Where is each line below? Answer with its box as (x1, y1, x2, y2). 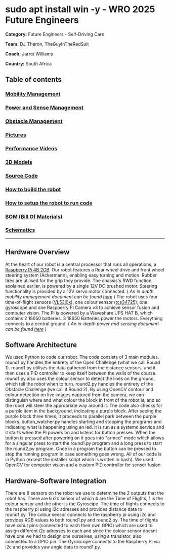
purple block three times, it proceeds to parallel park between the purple (5, 413, 157, 420)
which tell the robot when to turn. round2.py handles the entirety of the (5, 381, 153, 387)
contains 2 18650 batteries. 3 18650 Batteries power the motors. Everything (5, 315, 163, 321)
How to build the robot (5, 186, 61, 193)
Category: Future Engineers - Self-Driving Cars (5, 31, 104, 37)
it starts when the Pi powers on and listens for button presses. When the (5, 430, 156, 436)
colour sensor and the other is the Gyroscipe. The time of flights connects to (5, 501, 165, 507)
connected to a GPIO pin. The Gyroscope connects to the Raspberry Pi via (5, 539, 160, 545)
